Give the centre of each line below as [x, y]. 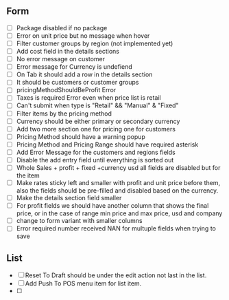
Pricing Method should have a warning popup [81, 136]
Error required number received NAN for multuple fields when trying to [116, 228]
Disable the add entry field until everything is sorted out [95, 160]
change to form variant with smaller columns [79, 221]
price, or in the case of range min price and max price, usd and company [119, 213]
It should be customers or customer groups [77, 83]
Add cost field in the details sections [68, 51]
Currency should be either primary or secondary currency [98, 121]
